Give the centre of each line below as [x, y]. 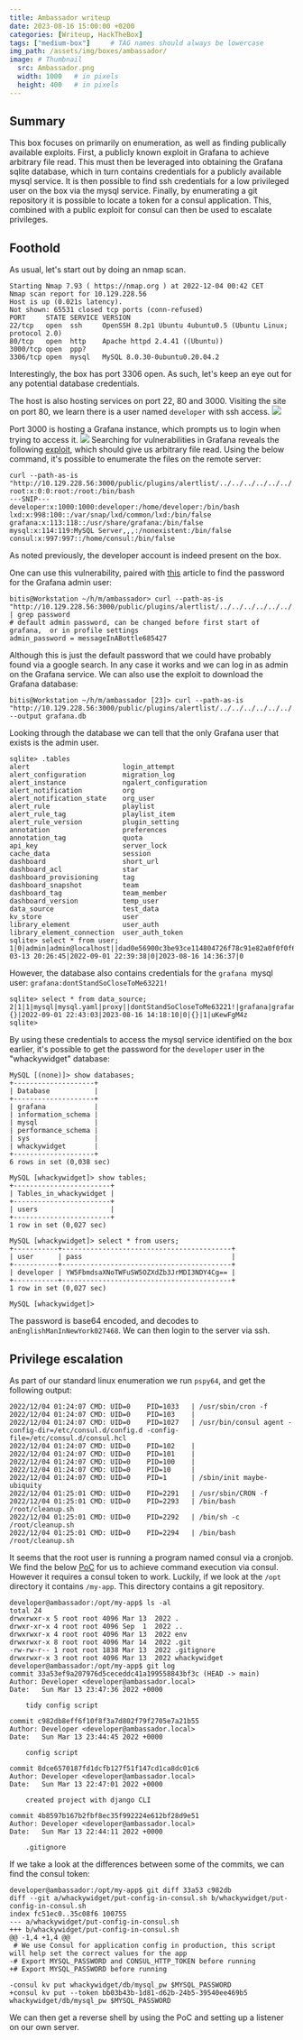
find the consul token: [50, 1874]
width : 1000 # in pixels [68, 77]
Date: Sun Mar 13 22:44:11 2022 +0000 [87, 1832]
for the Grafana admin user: [61, 583]
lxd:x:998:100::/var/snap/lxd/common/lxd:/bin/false [110, 515]
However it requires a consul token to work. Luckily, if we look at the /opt [145, 1577]
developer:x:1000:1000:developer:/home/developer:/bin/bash [125, 507]
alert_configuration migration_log [92, 775]
